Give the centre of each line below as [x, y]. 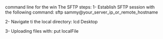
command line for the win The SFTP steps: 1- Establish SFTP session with [80, 7]
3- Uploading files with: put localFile [42, 31]
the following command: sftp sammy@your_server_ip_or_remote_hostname [81, 12]
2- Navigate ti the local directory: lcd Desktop [51, 22]
